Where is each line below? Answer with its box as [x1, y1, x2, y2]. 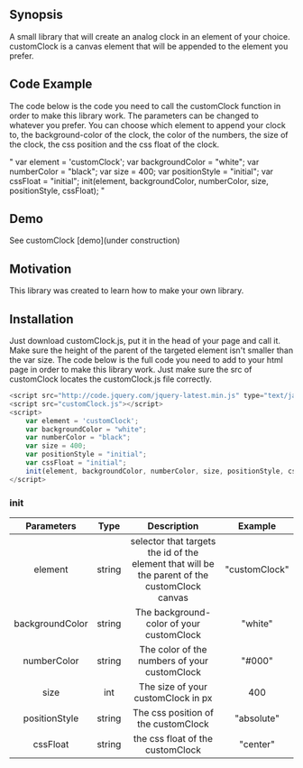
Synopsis [9, 7, 63, 23]
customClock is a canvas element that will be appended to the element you [9, 41, 289, 51]
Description [147, 519, 199, 532]
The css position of [132, 706, 215, 718]
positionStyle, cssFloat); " [9, 185, 106, 196]
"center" [238, 737, 275, 750]
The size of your [138, 680, 208, 693]
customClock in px [133, 691, 213, 704]
